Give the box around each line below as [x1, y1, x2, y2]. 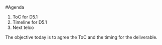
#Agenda [5, 4, 24, 10]
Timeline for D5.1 [12, 19, 47, 25]
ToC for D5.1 [12, 14, 38, 19]
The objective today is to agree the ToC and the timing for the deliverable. [5, 34, 158, 40]
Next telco [12, 24, 34, 30]
